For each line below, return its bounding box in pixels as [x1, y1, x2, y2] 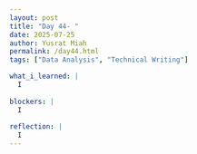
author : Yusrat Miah [9, 38, 88, 48]
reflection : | [9, 122, 64, 131]
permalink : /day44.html [9, 47, 100, 56]
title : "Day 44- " [9, 22, 79, 31]
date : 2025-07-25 [9, 30, 75, 39]
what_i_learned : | [9, 72, 79, 82]
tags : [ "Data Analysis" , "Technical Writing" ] [9, 55, 189, 64]
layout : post [9, 13, 59, 23]
